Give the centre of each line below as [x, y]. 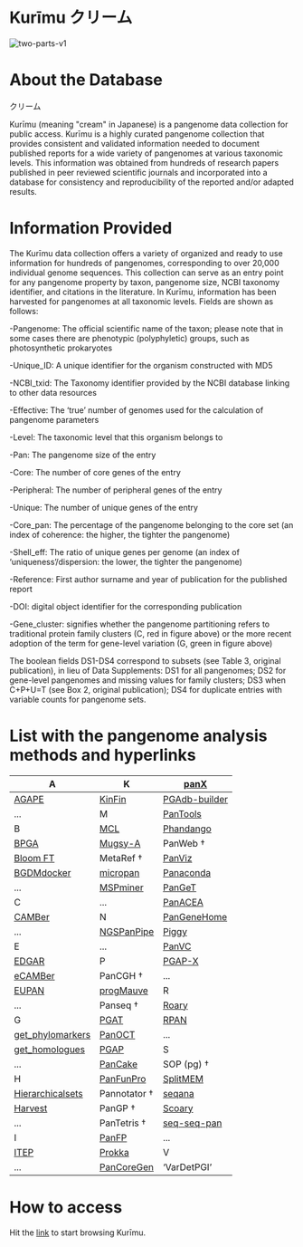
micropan [119, 872]
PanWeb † [184, 843]
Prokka [114, 1152]
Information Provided [91, 229]
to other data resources [53, 392]
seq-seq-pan [192, 1123]
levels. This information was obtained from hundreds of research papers [144, 162]
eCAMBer [35, 975]
